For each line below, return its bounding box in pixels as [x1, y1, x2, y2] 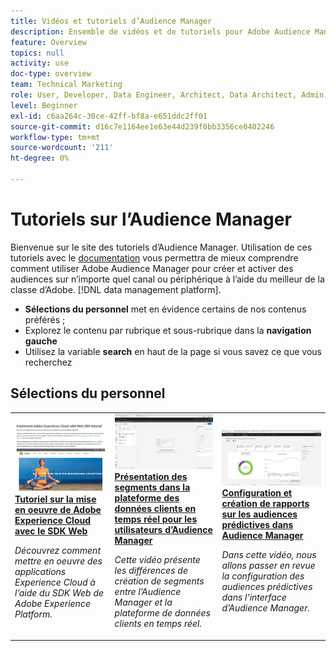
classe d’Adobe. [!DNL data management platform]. [10, 283, 222, 295]
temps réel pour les [114, 513, 198, 525]
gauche [24, 335, 58, 347]
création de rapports [221, 497, 310, 509]
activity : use [10, 58, 70, 69]
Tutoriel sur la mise [14, 493, 97, 505]
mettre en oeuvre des [14, 555, 103, 567]
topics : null [10, 48, 65, 58]
